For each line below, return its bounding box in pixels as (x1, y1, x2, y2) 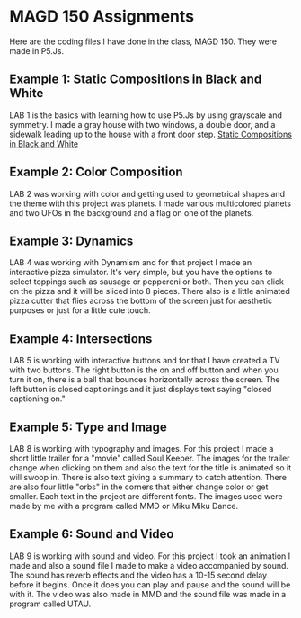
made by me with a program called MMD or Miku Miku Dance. (9, 501, 239, 511)
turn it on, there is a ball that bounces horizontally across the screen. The (9, 374, 280, 385)
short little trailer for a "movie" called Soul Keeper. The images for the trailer (9, 452, 290, 463)
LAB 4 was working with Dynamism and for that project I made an (9, 257, 252, 268)
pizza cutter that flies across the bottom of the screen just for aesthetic (9, 295, 272, 307)
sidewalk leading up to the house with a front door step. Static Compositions (9, 129, 292, 139)
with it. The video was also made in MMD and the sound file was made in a (9, 588, 287, 599)
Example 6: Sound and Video (9, 526, 174, 542)
